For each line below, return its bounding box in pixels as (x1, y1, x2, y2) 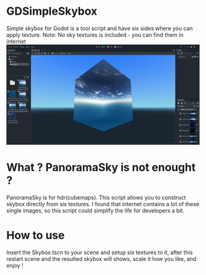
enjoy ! (6, 262, 23, 269)
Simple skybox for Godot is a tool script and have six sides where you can (6, 25, 193, 32)
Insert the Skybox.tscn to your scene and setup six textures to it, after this (6, 249, 193, 256)
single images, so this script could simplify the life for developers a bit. (6, 207, 185, 214)
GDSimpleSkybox (6, 4, 97, 18)
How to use (6, 228, 65, 242)
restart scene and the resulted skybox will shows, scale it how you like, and (6, 255, 197, 263)
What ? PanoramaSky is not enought (6, 161, 196, 174)
